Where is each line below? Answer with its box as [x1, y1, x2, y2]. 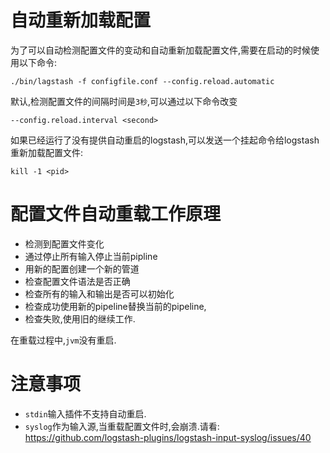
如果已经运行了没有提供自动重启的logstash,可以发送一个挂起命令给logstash [10, 134, 320, 146]
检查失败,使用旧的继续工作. [24, 312, 136, 325]
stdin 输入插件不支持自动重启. [24, 407, 147, 420]
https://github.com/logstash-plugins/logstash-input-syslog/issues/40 [24, 431, 312, 443]
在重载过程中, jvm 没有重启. [10, 334, 117, 346]
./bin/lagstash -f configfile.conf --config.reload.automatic [10, 76, 275, 86]
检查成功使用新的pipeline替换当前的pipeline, [24, 300, 207, 312]
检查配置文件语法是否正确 [24, 275, 131, 287]
